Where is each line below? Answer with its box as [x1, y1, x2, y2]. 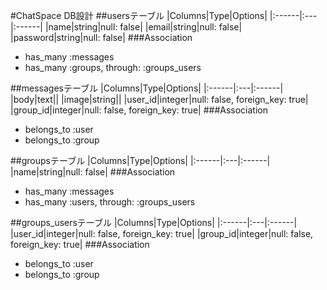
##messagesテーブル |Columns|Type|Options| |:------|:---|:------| [10, 82, 284, 94]
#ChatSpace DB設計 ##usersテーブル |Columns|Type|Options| [10, 10, 268, 21]
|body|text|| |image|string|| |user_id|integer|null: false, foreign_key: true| [10, 94, 309, 105]
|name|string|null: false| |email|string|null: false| [44, 21, 243, 33]
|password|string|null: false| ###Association [10, 32, 193, 43]
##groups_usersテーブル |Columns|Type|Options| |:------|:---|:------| [10, 217, 298, 228]
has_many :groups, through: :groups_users [24, 62, 202, 73]
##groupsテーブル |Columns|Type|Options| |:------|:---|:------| [10, 155, 271, 166]
